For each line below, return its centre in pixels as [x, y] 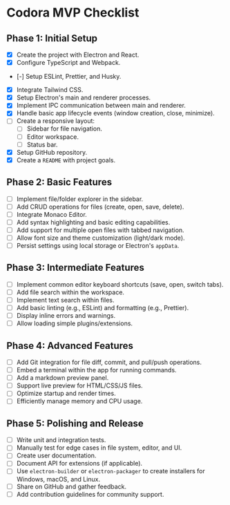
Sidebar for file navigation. [65, 128]
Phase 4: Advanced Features [70, 346]
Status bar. [42, 144]
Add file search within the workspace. [70, 292]
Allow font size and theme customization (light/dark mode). [100, 238]
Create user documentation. [56, 456]
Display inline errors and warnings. [66, 316]
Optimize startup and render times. [66, 393]
